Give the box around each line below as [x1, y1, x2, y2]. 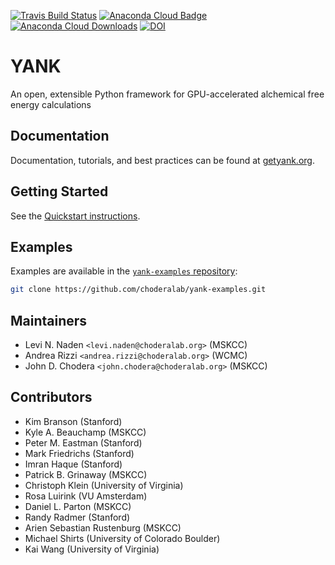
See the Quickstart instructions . [10, 210, 141, 222]
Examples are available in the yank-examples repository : [10, 265, 238, 277]
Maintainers [10, 312, 88, 329]
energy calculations [10, 98, 92, 110]
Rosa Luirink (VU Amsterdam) [24, 490, 148, 502]
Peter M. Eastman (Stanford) [24, 436, 143, 449]
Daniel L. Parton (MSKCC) [24, 500, 132, 512]
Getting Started [10, 183, 109, 200]
